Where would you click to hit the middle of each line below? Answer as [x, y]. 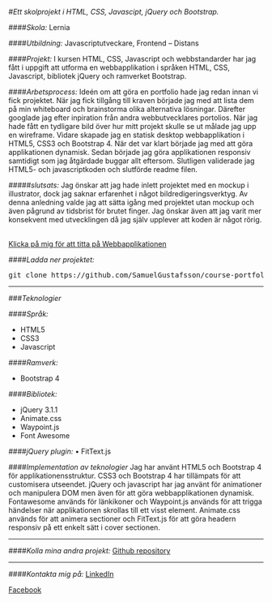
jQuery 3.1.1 [39, 410]
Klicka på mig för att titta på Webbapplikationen [88, 244]
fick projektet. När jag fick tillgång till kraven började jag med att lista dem [132, 100]
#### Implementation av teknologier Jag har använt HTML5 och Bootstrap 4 [135, 467]
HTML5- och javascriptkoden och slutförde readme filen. [103, 169]
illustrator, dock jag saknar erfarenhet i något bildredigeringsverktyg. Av [128, 193]
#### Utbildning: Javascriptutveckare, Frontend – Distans [104, 43]
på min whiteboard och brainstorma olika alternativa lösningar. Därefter [127, 109]
